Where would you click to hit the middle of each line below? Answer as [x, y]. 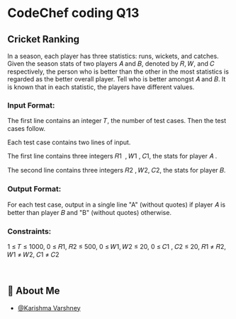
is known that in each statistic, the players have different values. [101, 87]
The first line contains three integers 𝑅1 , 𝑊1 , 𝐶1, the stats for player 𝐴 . [112, 156]
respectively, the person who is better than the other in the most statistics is [118, 71]
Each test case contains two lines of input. [69, 142]
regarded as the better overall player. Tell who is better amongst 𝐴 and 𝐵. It [117, 79]
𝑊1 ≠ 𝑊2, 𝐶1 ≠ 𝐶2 [33, 254]
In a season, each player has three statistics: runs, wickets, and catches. [113, 56]
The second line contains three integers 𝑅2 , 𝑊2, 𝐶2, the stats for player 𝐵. [117, 170]
